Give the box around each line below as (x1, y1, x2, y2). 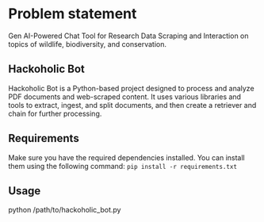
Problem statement (8, 5, 137, 23)
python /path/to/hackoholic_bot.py (8, 205, 121, 215)
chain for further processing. (8, 109, 102, 118)
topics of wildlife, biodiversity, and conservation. (8, 39, 167, 48)
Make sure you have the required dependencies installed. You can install (8, 152, 245, 163)
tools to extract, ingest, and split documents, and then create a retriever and (8, 100, 257, 109)
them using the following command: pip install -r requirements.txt (8, 161, 238, 170)
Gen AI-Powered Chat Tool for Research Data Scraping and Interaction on (8, 31, 249, 40)
